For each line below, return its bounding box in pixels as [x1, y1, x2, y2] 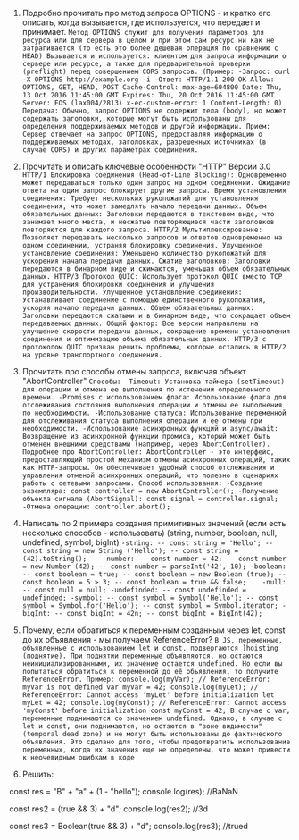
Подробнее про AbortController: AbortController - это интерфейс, [21, 448, 275, 457]
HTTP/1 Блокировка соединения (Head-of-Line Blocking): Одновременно [21, 171, 287, 180]
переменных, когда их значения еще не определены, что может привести [21, 745, 291, 754]
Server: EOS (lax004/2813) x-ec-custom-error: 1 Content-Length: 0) [21, 98, 283, 107]
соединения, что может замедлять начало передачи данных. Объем [21, 202, 267, 211]
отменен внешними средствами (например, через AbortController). [21, 440, 270, 449]
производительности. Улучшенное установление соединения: [21, 288, 243, 297]
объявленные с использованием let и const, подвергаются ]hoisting [21, 643, 278, 652]
